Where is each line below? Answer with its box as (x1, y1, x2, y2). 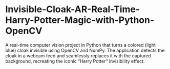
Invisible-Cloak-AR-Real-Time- (5, 4, 140, 15)
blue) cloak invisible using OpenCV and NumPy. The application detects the (5, 47, 165, 53)
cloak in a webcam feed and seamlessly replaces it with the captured (5, 52, 151, 59)
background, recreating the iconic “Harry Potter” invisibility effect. (5, 58, 145, 64)
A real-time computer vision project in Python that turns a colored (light (5, 42, 156, 48)
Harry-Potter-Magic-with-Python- (5, 14, 155, 26)
